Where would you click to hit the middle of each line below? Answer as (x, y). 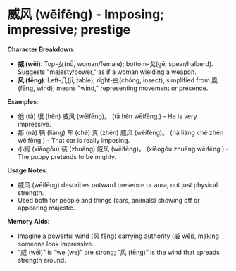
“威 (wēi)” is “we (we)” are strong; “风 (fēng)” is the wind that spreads (118, 252)
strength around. (42, 260)
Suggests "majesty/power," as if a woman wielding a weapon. (107, 72)
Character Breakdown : (41, 49)
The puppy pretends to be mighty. (67, 156)
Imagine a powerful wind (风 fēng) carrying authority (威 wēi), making (118, 236)
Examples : (23, 101)
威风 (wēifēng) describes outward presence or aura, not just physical (118, 184)
